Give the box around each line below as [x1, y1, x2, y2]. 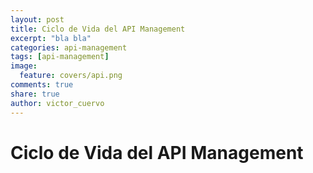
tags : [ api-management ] [10, 52, 110, 62]
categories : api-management [10, 42, 128, 53]
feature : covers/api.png [19, 71, 123, 81]
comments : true [10, 80, 74, 90]
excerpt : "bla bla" [10, 33, 92, 43]
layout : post [10, 14, 65, 25]
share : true [10, 89, 60, 99]
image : [10, 61, 38, 71]
